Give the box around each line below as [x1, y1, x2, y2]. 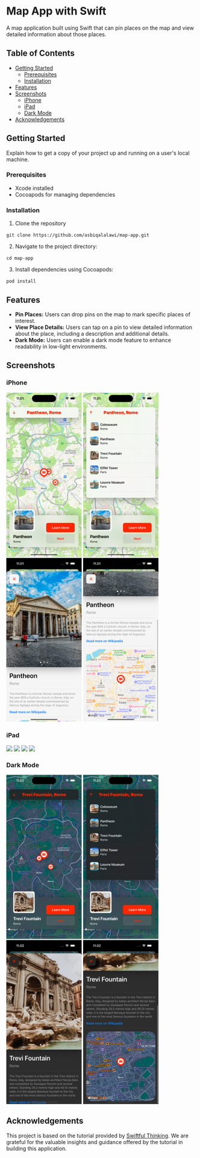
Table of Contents [6, 48, 75, 59]
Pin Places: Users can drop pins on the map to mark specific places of [14, 310, 191, 318]
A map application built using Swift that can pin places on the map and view [6, 24, 195, 31]
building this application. [6, 1145, 67, 1152]
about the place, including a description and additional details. [14, 330, 170, 337]
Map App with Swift [6, 4, 107, 18]
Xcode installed [14, 184, 54, 192]
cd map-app [6, 255, 34, 261]
